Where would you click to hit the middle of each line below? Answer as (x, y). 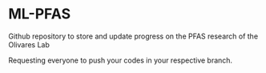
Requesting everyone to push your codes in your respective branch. (121, 60)
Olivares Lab (29, 44)
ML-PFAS (40, 14)
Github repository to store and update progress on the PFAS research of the (133, 36)
